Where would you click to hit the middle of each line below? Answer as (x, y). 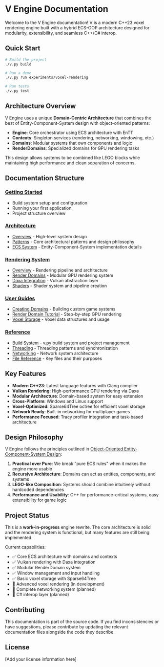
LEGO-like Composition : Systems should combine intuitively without (81, 485)
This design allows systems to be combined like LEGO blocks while (72, 157)
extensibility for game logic (39, 500)
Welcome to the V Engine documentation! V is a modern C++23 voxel (75, 22)
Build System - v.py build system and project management (71, 343)
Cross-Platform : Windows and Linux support (58, 401)
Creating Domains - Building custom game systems (64, 309)
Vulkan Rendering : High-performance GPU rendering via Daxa (75, 391)
